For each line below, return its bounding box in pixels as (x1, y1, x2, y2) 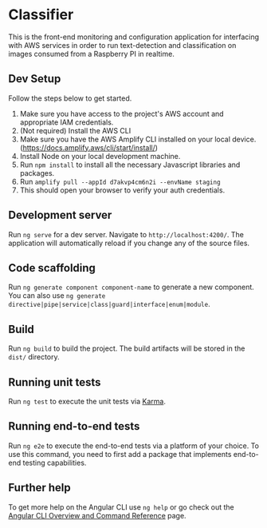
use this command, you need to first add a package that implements (8, 449, 232, 459)
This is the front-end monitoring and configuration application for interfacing (8, 32, 260, 42)
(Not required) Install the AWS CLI (19, 125, 132, 135)
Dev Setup (8, 72, 61, 85)
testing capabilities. (22, 458, 87, 467)
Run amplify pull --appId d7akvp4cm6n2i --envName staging (19, 177, 221, 186)
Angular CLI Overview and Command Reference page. (8, 510, 187, 520)
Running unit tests (8, 375, 101, 389)
